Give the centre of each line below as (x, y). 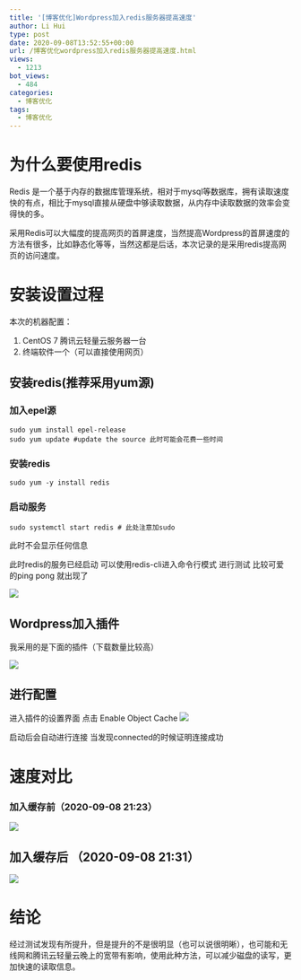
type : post (30, 34)
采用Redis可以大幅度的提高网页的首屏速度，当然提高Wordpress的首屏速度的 (149, 233)
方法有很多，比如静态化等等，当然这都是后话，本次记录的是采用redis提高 (144, 244)
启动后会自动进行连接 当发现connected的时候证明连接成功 (116, 737)
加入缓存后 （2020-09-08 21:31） (104, 857)
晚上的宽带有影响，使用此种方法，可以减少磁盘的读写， (181, 956)
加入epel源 (33, 411)
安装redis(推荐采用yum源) (82, 383)
